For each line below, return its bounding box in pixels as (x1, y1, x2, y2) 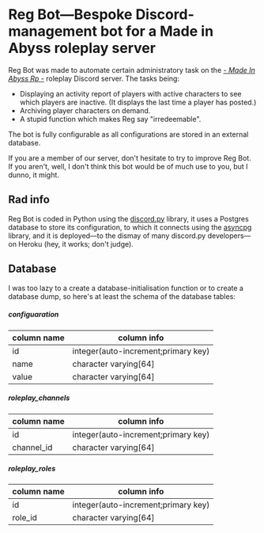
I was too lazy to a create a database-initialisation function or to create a (8, 283, 243, 293)
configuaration (8, 310, 59, 319)
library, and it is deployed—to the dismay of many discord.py (8, 231, 206, 240)
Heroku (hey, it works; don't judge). (18, 239, 134, 248)
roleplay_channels (8, 393, 70, 403)
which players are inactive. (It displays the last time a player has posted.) (19, 97, 257, 107)
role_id (12, 512, 38, 524)
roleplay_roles (8, 464, 56, 474)
